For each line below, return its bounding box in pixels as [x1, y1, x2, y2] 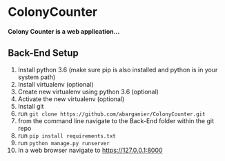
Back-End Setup [8, 47, 79, 59]
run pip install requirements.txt [17, 131, 117, 140]
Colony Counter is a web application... [8, 27, 120, 35]
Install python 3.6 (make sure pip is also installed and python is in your [17, 65, 218, 74]
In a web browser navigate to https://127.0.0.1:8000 [17, 146, 163, 154]
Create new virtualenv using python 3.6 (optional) [17, 87, 159, 96]
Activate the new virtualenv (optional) [17, 94, 125, 103]
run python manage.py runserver [17, 138, 110, 147]
